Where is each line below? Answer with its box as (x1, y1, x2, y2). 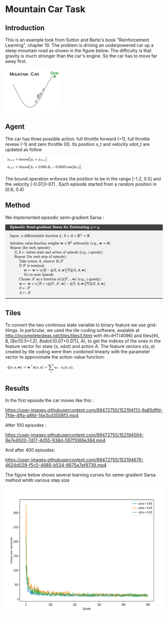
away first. (5, 58, 27, 64)
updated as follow (5, 146, 42, 152)
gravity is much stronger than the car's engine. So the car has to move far (5, 53, 157, 59)
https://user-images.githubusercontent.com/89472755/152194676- (5, 457, 144, 463)
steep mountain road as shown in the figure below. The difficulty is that (5, 48, 151, 53)
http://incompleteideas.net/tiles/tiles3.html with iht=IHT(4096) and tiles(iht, (5, 333, 160, 339)
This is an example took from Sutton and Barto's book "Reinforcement (5, 37, 149, 43)
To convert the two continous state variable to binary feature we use (5, 322, 146, 328)
